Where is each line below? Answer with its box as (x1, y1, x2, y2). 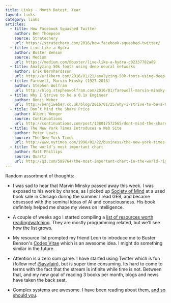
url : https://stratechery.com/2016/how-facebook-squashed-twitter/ (14, 41, 160, 46)
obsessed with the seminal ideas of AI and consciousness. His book (12, 199, 155, 205)
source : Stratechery (14, 36, 58, 41)
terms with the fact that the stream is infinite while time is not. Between (12, 266, 162, 272)
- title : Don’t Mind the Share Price (10, 107, 90, 112)
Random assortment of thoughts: (5, 172, 75, 178)
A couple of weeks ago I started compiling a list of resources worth (12, 214, 154, 220)
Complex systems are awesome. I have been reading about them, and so (12, 287, 166, 293)
